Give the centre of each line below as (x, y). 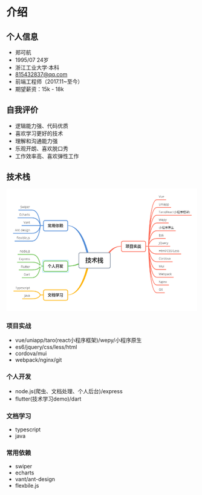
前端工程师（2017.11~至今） (49, 81)
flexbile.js (27, 486)
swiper (24, 467)
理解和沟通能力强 (36, 141)
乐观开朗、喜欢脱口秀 (41, 148)
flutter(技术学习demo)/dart (48, 399)
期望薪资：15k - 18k (39, 89)
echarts (24, 473)
